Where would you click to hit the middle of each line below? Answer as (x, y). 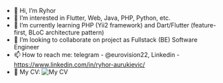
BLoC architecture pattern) (66, 32)
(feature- (203, 25)
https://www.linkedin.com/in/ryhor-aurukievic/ (79, 64)
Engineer (26, 47)
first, (20, 32)
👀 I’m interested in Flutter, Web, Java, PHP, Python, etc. (92, 18)
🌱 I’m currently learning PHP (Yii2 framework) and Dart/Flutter (101, 25)
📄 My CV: (27, 72)
